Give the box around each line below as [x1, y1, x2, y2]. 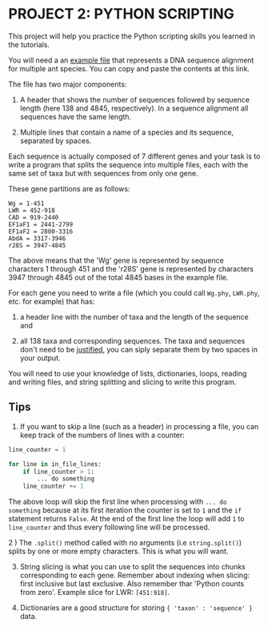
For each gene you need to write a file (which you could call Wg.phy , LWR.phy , [8, 287, 260, 297]
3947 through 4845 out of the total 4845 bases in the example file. [8, 272, 229, 282]
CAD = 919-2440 [8, 213, 59, 221]
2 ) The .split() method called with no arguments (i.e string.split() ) [8, 538, 242, 548]
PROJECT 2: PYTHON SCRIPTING [8, 5, 234, 23]
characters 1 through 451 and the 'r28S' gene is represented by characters [8, 263, 254, 273]
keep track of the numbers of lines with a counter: [19, 430, 186, 440]
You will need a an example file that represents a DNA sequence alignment [8, 55, 254, 65]
